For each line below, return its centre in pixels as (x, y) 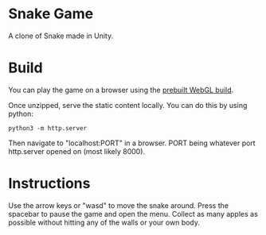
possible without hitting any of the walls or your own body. (104, 222)
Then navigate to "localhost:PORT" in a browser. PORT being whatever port (132, 143)
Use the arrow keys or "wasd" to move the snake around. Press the (119, 205)
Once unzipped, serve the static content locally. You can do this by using (128, 105)
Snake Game (51, 14)
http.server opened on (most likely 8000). (77, 151)
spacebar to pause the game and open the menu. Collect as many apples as (133, 214)
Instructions (49, 184)
